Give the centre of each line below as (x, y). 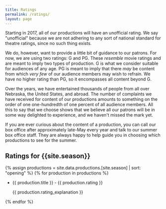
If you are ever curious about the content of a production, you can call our (81, 125)
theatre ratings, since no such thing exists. (48, 43)
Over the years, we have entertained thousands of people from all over (77, 89)
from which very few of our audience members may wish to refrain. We (78, 74)
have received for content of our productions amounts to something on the (81, 99)
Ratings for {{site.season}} (48, 156)
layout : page (19, 19)
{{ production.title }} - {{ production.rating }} (57, 183)
